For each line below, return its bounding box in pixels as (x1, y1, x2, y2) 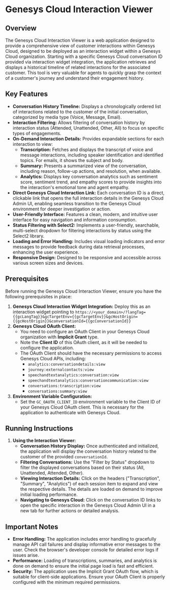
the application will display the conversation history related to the (20, 448, 157, 454)
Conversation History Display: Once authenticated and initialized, (20, 443, 159, 449)
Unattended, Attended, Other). (20, 470, 84, 476)
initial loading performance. (20, 491, 78, 498)
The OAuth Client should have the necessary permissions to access (20, 350, 162, 356)
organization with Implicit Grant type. (20, 334, 99, 340)
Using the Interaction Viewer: (12, 438, 76, 444)
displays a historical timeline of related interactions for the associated (5, 65, 151, 70)
